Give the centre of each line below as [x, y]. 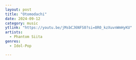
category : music [22, 23]
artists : [14, 32]
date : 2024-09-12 [23, 19]
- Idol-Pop [21, 46]
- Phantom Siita [26, 37]
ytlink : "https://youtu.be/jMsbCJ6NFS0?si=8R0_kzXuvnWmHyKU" [69, 28]
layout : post [18, 10]
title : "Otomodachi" [26, 14]
